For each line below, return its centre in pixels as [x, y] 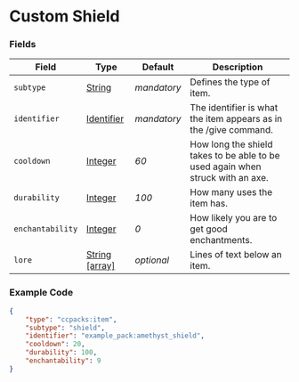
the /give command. [232, 130]
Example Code [41, 293]
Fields [23, 45]
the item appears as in [236, 119]
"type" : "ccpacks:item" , [71, 319]
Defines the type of [230, 82]
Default [158, 67]
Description [238, 67]
